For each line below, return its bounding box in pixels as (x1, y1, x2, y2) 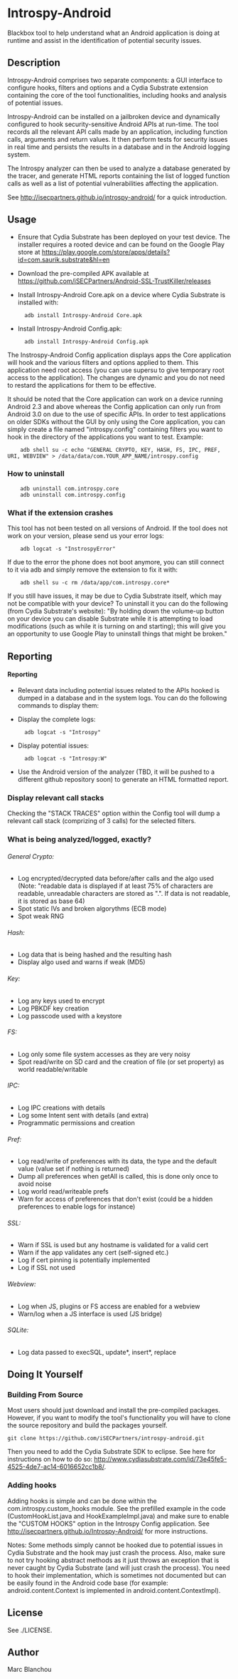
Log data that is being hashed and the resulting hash (17, 950, 172, 959)
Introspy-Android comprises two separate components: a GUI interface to (7, 76, 222, 84)
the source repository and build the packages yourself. (7, 1421, 168, 1430)
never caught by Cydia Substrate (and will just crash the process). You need (7, 1563, 230, 1572)
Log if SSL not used (17, 1264, 76, 1272)
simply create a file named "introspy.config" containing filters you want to (7, 425, 223, 433)
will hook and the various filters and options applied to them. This (7, 358, 199, 366)
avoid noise (17, 1179, 52, 1188)
